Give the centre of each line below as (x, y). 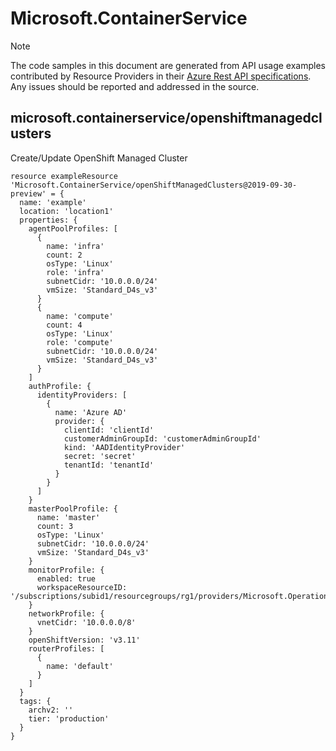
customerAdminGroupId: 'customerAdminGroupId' (162, 438)
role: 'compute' (80, 342)
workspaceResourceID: (82, 587)
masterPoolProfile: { (73, 508)
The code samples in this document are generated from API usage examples (168, 65)
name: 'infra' (75, 246)
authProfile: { (60, 386)
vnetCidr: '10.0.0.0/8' (86, 622)
